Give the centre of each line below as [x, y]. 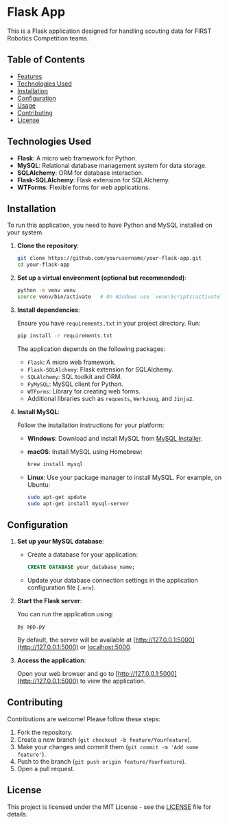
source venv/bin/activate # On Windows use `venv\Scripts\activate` [120, 297]
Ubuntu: [39, 485]
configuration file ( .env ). [61, 587]
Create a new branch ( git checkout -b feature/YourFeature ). [104, 739]
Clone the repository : [48, 246]
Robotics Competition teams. [48, 38]
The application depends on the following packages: [91, 349]
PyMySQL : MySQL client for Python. [75, 384]
